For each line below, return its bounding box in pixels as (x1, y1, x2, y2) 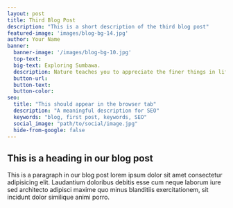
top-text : (13, 56, 42, 63)
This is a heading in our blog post (7, 152, 154, 164)
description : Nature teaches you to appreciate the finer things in (13, 68, 216, 75)
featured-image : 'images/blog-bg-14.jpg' (7, 29, 129, 37)
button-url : (13, 74, 49, 82)
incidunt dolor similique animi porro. (7, 193, 110, 202)
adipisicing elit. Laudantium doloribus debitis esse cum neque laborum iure (7, 178, 221, 186)
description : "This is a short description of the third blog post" (7, 23, 209, 30)
